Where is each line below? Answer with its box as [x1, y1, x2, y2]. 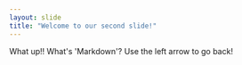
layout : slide [9, 12, 62, 22]
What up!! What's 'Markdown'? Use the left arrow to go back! [9, 45, 234, 56]
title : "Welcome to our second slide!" [9, 21, 157, 30]
